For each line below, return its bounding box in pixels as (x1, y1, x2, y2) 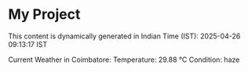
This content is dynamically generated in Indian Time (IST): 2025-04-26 (8, 31, 241, 41)
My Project (8, 5, 81, 23)
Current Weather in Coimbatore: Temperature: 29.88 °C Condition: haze (8, 55, 240, 64)
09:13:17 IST (8, 39, 48, 49)
